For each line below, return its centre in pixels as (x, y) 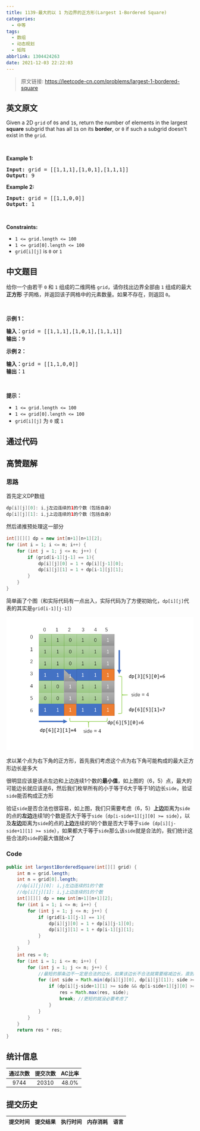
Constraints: (22, 227)
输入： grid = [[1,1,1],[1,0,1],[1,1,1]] (64, 331)
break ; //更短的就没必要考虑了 (93, 999)
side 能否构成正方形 (30, 796)
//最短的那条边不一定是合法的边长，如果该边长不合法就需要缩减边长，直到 (116, 974)
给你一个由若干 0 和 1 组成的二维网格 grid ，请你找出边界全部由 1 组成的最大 (99, 287)
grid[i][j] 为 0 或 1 (39, 421)
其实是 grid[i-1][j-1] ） (46, 608)
